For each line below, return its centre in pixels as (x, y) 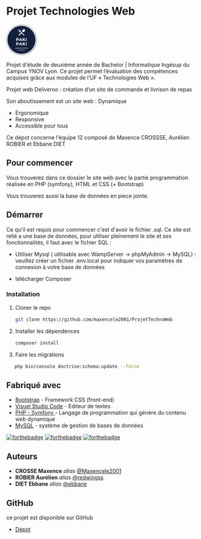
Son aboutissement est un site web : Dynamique (67, 101)
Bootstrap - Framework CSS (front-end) (65, 400)
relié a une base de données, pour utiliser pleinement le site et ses (89, 236)
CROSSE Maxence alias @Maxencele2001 (68, 471)
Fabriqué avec (34, 385)
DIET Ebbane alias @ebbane (51, 484)
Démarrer (25, 215)
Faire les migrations (40, 354)
